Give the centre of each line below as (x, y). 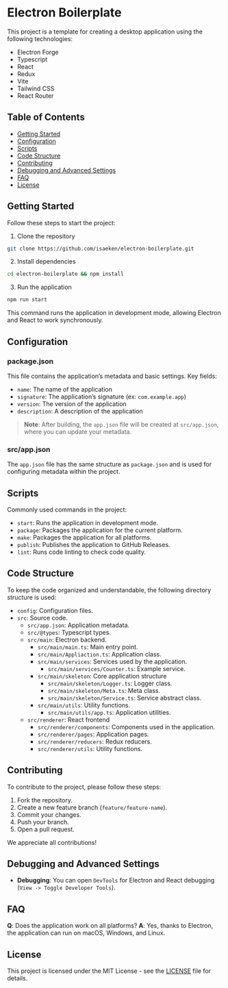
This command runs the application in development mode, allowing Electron (114, 313)
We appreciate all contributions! (52, 842)
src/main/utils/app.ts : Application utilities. (109, 712)
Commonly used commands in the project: (67, 509)
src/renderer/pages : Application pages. (93, 734)
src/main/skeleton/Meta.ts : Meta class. (104, 690)
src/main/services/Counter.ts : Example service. (117, 668)
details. (17, 978)
